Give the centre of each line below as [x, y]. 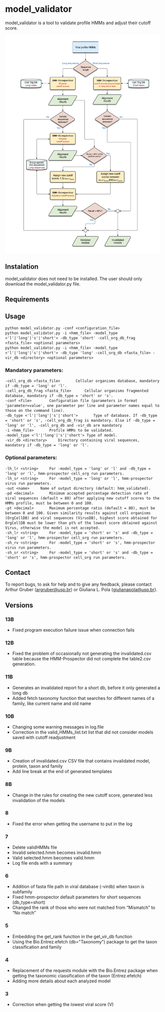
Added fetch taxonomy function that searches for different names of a [83, 698]
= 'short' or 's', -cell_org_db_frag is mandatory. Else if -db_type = [80, 421]
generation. [24, 664]
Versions [19, 605]
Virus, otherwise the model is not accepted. [52, 528]
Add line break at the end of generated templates [62, 771]
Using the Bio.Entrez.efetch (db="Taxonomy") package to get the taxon [85, 941]
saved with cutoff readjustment [44, 737]
